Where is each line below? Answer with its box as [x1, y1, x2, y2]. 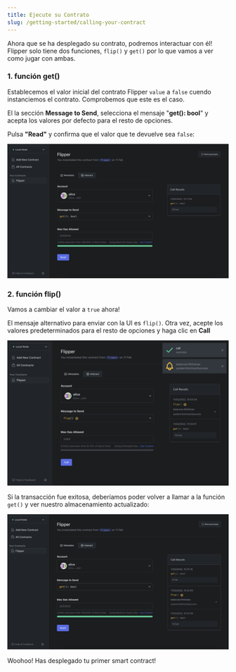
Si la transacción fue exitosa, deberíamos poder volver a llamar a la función [7, 493, 225, 502]
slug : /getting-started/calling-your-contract [7, 18, 146, 26]
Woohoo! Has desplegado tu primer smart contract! [7, 656, 157, 665]
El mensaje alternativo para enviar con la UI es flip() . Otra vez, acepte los [7, 319, 223, 328]
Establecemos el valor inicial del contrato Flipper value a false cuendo [7, 87, 212, 96]
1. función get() [7, 71, 60, 81]
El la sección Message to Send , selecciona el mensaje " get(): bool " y [7, 108, 209, 117]
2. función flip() [7, 289, 62, 299]
